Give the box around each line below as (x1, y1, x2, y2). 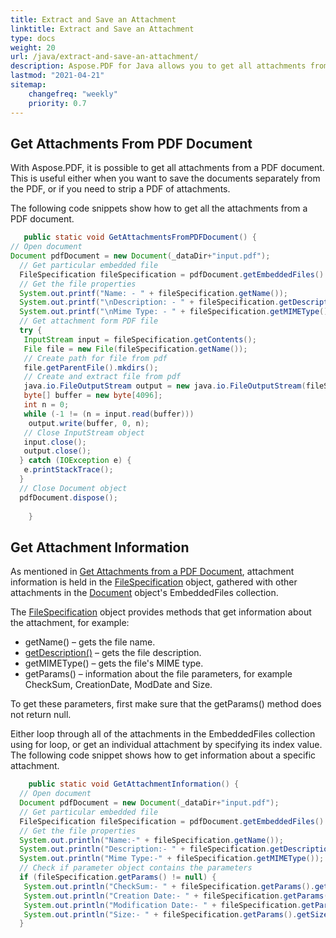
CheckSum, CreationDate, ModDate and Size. (24, 679, 213, 691)
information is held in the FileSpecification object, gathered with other (10, 576, 298, 588)
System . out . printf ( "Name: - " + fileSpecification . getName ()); (19, 288, 288, 298)
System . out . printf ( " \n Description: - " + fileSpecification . (19, 297, 280, 308)
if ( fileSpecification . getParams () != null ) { (19, 872, 217, 882)
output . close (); (23, 446, 92, 456)
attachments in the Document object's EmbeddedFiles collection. (10, 587, 279, 599)
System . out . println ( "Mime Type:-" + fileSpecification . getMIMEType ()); (19, 854, 325, 864)
